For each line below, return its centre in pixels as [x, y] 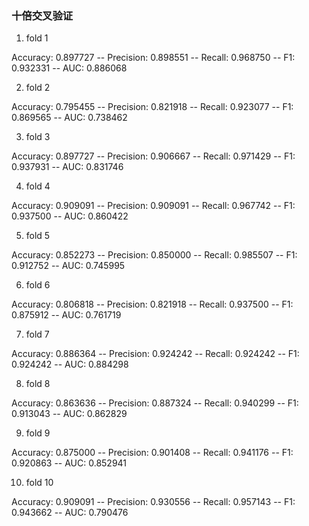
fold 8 [38, 384]
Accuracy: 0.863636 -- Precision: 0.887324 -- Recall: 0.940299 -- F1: [155, 403]
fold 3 [38, 137]
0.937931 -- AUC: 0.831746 [67, 167]
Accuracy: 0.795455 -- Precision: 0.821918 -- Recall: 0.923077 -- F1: [152, 107]
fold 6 [38, 285]
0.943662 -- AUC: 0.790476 [70, 513]
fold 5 [38, 236]
